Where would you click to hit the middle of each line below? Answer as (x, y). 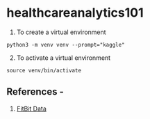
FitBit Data (31, 109)
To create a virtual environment (61, 32)
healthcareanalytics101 (75, 13)
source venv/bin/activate (44, 70)
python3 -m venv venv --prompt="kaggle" (66, 45)
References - (35, 92)
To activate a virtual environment (64, 58)
